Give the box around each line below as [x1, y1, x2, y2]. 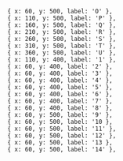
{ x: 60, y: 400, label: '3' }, [7, 69, 113, 77]
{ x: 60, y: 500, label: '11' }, [7, 125, 117, 133]
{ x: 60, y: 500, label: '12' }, [7, 132, 117, 140]
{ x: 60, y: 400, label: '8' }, [7, 104, 113, 112]
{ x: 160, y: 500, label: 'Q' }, [7, 21, 117, 29]
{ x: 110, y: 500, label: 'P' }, [7, 14, 117, 22]
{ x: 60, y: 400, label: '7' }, [7, 97, 113, 105]
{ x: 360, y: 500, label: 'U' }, [7, 49, 117, 57]
